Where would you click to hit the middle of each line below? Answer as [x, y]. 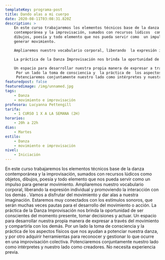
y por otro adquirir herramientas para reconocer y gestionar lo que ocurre [80, 236]
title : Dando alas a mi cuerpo [37, 14]
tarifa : [13, 109]
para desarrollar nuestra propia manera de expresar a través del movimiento [82, 221]
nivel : [12, 150]
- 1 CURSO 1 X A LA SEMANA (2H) [47, 114]
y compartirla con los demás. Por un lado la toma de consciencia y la [75, 226]
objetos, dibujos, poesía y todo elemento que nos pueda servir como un [78, 179]
